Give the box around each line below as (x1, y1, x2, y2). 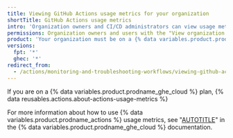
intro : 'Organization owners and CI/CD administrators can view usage (7, 23, 216, 30)
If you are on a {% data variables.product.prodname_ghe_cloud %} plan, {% (7, 87, 224, 96)
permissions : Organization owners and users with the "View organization (7, 29, 225, 37)
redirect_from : (7, 62, 51, 69)
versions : (7, 42, 36, 49)
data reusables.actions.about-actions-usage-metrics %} (7, 94, 169, 103)
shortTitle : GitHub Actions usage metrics (7, 17, 132, 24)
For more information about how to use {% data (7, 108, 144, 117)
